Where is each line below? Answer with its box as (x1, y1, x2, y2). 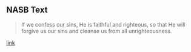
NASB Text (6, 5, 48, 15)
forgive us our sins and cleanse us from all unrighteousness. (21, 27, 172, 34)
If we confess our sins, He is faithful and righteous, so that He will (21, 21, 186, 28)
